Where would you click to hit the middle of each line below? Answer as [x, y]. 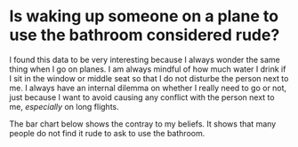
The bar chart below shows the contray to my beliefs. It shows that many [143, 124]
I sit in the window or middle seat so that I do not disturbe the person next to [149, 78]
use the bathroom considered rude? [145, 35]
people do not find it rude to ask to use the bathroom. [107, 133]
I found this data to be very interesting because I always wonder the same [145, 59]
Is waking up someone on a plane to [144, 16]
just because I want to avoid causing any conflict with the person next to [142, 97]
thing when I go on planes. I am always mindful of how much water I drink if [148, 69]
